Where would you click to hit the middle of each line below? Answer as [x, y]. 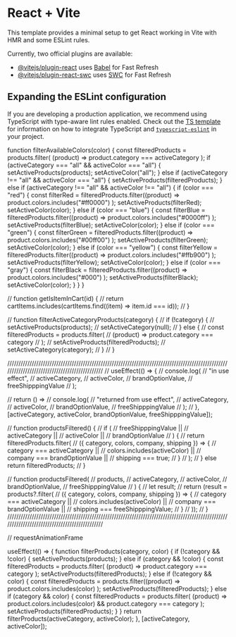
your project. [26, 136]
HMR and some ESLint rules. [49, 39]
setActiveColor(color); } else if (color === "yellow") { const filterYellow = [113, 247]
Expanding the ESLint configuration [87, 97]
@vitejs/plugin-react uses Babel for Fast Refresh [88, 67]
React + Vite [44, 13]
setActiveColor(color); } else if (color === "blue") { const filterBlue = [106, 210]
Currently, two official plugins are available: [70, 54]
